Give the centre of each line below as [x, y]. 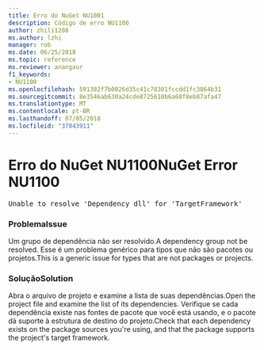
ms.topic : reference [42, 60]
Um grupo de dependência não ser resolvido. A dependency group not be [128, 241]
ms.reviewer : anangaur [46, 67]
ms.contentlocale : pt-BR [49, 112]
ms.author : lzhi [35, 38]
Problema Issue [38, 224]
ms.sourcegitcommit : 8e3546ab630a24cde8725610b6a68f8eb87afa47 [115, 97]
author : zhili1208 [38, 30]
